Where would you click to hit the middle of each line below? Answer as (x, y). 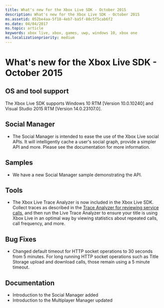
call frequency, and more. (39, 224)
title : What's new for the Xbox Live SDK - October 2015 (66, 10)
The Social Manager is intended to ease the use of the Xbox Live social (85, 136)
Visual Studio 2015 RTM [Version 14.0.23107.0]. (53, 108)
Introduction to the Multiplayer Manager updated (62, 300)
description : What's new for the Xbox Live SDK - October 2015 (72, 14)
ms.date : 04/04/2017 (27, 24)
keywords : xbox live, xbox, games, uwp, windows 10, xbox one (71, 33)
